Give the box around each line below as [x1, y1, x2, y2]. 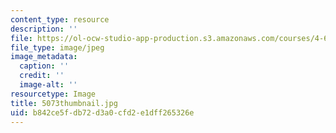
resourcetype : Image [10, 89, 97, 99]
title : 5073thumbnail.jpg [10, 98, 118, 108]
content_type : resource [10, 14, 110, 25]
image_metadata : [10, 52, 78, 62]
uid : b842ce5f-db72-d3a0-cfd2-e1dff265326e [10, 107, 195, 118]
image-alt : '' [19, 80, 78, 90]
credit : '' [19, 71, 65, 81]
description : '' [10, 24, 78, 34]
